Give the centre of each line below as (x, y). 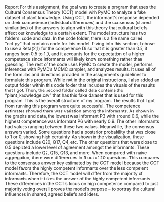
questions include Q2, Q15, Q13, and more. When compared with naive (76, 153)
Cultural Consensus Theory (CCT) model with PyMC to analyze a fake (75, 12)
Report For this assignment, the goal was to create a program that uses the (81, 7)
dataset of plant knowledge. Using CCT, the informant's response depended (82, 17)
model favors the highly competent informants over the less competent (77, 168)
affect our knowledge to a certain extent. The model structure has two (76, 33)
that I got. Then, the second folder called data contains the (64, 90)
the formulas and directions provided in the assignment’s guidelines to (76, 75)
